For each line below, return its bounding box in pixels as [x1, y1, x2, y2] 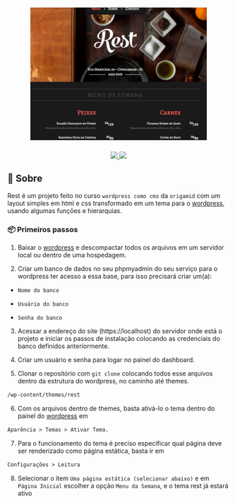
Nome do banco [17, 287, 59, 294]
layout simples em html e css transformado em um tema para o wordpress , [7, 199, 225, 207]
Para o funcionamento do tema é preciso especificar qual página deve [17, 439, 222, 447]
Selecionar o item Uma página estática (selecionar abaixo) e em [17, 474, 210, 482]
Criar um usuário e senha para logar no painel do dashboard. [17, 356, 195, 364]
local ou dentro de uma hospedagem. [17, 251, 127, 260]
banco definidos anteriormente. [17, 342, 109, 350]
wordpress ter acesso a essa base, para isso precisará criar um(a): [17, 272, 212, 281]
